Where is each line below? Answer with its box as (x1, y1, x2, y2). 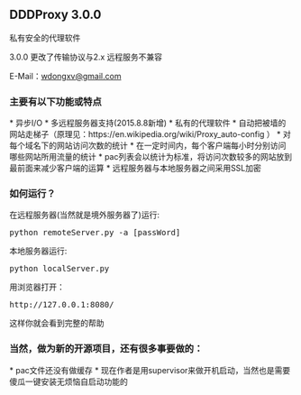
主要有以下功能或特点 (9, 95, 102, 107)
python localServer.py (9, 263, 110, 274)
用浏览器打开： (9, 281, 65, 292)
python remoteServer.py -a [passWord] (9, 227, 181, 238)
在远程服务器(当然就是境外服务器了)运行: (9, 209, 160, 220)
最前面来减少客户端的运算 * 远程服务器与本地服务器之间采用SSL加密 (9, 162, 261, 174)
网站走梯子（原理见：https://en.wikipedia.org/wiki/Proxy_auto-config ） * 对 (9, 129, 291, 140)
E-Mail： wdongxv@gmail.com (9, 70, 122, 81)
